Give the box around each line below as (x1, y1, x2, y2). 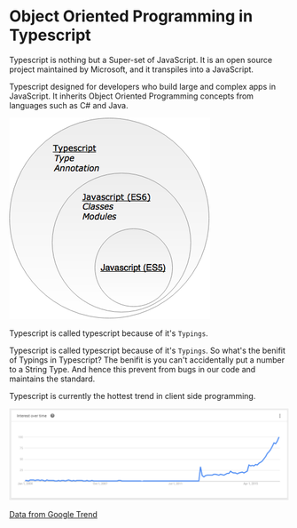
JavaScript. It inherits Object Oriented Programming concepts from (9, 91, 254, 101)
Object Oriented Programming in (9, 6, 254, 27)
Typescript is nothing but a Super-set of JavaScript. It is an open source (9, 54, 273, 65)
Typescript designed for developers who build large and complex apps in (9, 81, 277, 92)
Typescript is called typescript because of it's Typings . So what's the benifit (9, 345, 286, 356)
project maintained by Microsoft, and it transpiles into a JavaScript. (9, 64, 254, 75)
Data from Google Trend (9, 509, 98, 520)
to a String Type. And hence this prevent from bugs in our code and (9, 364, 256, 374)
